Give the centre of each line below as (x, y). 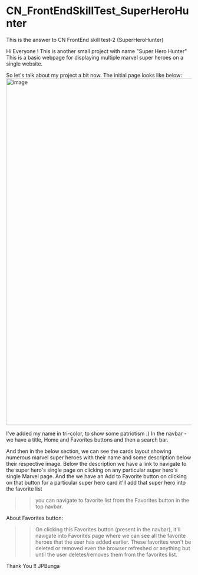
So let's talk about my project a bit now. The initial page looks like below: (94, 75)
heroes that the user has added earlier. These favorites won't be (113, 542)
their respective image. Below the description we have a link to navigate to (96, 463)
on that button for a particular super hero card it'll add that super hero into (96, 482)
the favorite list (24, 489)
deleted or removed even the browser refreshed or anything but (113, 548)
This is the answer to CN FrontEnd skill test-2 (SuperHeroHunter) (85, 40)
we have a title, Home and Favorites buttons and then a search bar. (88, 440)
